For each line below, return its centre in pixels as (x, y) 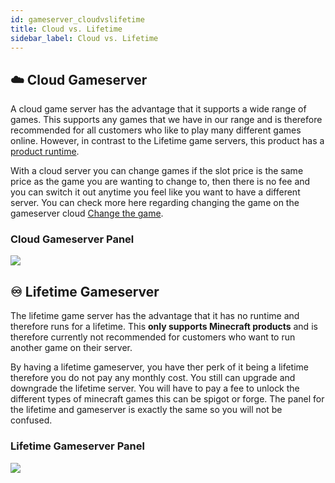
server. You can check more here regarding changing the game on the (155, 203)
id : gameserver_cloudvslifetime (77, 19)
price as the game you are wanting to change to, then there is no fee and (160, 182)
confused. (31, 420)
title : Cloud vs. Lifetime (66, 29)
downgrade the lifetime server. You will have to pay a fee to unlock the (155, 388)
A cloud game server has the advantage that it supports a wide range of (158, 109)
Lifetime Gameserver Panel (77, 446)
